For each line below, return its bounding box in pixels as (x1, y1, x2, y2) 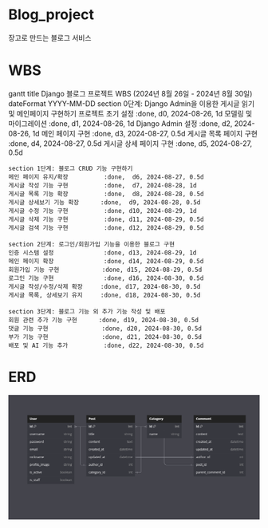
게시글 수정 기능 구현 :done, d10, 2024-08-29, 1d (8, 207, 197, 215)
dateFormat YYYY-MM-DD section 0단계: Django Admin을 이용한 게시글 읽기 (8, 98, 255, 108)
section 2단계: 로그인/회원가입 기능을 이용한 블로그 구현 (8, 240, 175, 248)
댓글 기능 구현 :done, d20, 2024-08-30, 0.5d (8, 325, 202, 333)
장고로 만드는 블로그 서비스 (8, 33, 92, 42)
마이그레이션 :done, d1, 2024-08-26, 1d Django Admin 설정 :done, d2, (8, 118, 233, 128)
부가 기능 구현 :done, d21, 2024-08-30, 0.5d (8, 333, 202, 341)
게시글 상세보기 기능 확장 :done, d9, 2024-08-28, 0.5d (8, 198, 201, 207)
